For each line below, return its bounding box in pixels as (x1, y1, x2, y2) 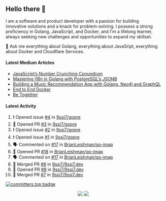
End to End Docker (12, 87, 51, 93)
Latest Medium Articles (5, 60, 55, 66)
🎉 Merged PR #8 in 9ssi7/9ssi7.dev (12, 161, 84, 167)
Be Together (12, 92, 38, 98)
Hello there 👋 (5, 5, 46, 13)
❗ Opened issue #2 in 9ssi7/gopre (12, 127, 81, 133)
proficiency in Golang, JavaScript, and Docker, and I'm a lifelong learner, (5, 28, 153, 34)
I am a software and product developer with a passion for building (5, 18, 139, 24)
